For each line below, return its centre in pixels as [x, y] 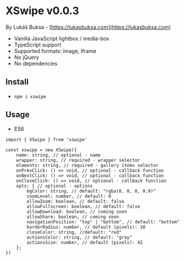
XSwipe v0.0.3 [42, 11]
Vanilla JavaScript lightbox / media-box [62, 38]
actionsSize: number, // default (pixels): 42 [85, 242]
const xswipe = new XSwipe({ [41, 150]
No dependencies [36, 63]
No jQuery [27, 57]
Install [17, 82]
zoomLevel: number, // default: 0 [69, 196]
